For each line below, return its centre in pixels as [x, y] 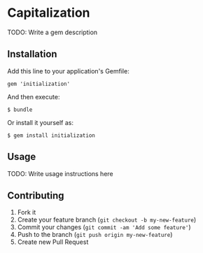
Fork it [27, 212]
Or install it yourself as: [40, 122]
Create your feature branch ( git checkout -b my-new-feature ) [107, 220]
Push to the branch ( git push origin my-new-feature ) [95, 235]
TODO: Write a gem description [52, 32]
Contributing [36, 195]
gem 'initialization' [39, 84]
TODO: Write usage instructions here [60, 173]
